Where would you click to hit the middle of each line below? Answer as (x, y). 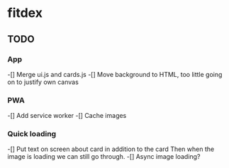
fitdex (25, 13)
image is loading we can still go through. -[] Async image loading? (104, 157)
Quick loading (32, 134)
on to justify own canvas (43, 82)
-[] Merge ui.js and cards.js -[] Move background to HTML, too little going (115, 74)
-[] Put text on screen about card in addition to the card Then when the (111, 149)
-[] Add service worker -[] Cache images (67, 116)
